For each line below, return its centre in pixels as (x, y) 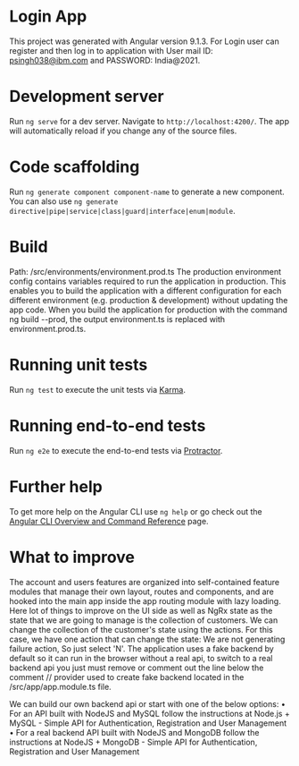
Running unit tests (79, 365)
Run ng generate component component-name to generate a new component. (147, 191)
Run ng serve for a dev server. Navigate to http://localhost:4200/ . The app (149, 121)
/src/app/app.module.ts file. (60, 686)
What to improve (72, 557)
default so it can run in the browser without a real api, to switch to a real (141, 658)
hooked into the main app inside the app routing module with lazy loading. (145, 600)
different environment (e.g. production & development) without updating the (149, 300)
